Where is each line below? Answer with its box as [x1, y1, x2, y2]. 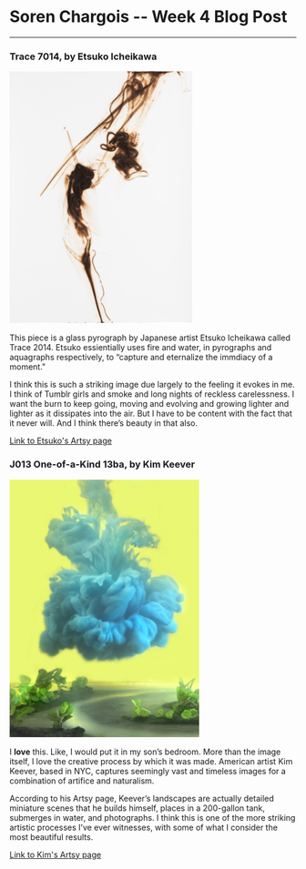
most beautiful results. [9, 831, 94, 843]
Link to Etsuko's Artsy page [9, 435, 112, 447]
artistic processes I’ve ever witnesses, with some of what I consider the [9, 822, 278, 833]
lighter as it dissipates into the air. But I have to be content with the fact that [9, 408, 293, 419]
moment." [9, 361, 46, 372]
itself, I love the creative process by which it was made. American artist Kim [9, 755, 293, 766]
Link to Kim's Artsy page [9, 849, 102, 860]
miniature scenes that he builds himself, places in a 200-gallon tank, [9, 803, 266, 813]
